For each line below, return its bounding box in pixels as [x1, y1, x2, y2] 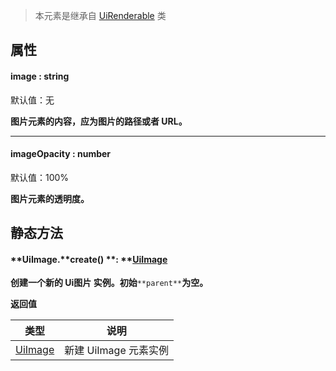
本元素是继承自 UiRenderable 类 [34, 10, 167, 21]
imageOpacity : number [10, 148, 112, 160]
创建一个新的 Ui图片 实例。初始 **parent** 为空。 [10, 277, 209, 289]
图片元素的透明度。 [10, 192, 90, 204]
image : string [10, 70, 70, 82]
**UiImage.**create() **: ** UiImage [10, 253, 168, 265]
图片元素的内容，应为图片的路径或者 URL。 [10, 115, 188, 127]
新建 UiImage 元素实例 [64, 344, 170, 358]
